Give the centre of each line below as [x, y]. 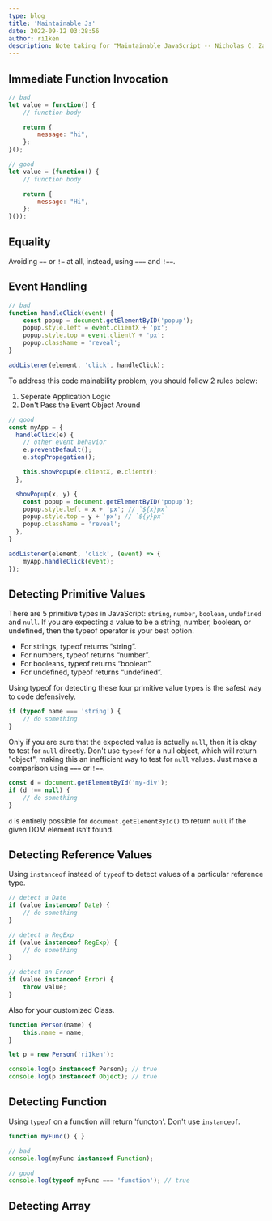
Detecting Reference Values [81, 855]
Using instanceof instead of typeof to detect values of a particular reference [136, 874]
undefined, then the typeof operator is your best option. [101, 631]
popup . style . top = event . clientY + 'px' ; [93, 336]
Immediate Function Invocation [88, 79]
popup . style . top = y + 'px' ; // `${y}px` [93, 517]
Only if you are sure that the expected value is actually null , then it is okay [132, 742]
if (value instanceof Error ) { [61, 980]
